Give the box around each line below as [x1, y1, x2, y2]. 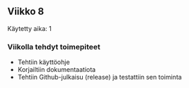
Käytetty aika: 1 [7, 24, 52, 32]
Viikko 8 [7, 6, 45, 18]
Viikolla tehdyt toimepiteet [7, 42, 101, 51]
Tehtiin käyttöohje [17, 58, 70, 66]
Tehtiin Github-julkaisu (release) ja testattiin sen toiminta [17, 73, 182, 82]
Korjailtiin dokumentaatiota [17, 65, 96, 74]
